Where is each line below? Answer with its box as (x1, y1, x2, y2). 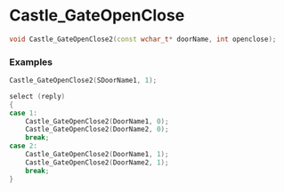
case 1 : (9, 108, 38, 117)
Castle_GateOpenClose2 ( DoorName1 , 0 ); (25, 116, 169, 125)
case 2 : (9, 141, 38, 151)
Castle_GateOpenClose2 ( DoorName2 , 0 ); (25, 125, 169, 134)
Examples (9, 55, 53, 68)
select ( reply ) (9, 92, 66, 100)
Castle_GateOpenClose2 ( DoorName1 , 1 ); (25, 150, 169, 159)
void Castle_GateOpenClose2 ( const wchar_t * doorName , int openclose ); (9, 35, 277, 44)
